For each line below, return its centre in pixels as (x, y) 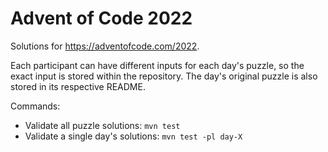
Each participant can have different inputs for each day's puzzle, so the (157, 65)
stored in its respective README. (78, 86)
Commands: (35, 106)
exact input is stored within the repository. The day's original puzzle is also (164, 76)
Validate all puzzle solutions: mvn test (102, 125)
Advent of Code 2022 (101, 18)
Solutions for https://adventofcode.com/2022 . (105, 46)
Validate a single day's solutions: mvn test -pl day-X (133, 136)
